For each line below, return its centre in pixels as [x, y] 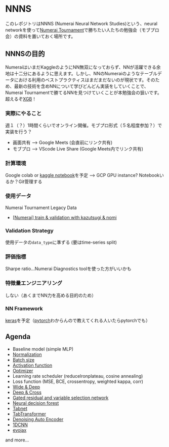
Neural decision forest [36, 403]
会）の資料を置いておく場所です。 [40, 36]
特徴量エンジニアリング [34, 283]
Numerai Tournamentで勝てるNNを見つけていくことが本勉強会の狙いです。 [83, 93]
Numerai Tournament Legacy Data [41, 207]
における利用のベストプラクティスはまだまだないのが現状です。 [80, 80]
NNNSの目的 [25, 54]
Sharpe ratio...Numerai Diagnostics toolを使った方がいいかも [68, 269]
